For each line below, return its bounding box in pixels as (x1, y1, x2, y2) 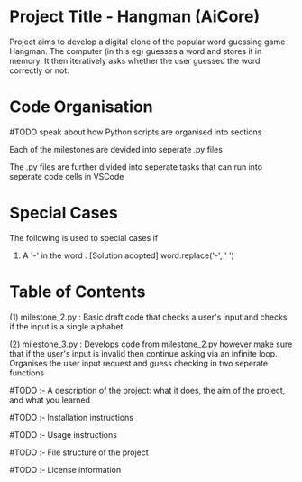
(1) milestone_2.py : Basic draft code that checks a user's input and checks (9, 311, 288, 322)
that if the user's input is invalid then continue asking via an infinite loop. (9, 348, 278, 358)
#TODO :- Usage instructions (9, 429, 117, 440)
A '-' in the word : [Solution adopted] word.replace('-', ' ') (22, 250, 234, 261)
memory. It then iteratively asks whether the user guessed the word (9, 55, 261, 66)
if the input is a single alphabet (9, 320, 124, 331)
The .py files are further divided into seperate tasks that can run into (9, 161, 263, 172)
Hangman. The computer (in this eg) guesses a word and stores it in (9, 45, 262, 56)
